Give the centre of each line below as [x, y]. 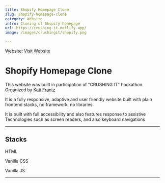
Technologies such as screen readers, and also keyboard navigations [75, 119]
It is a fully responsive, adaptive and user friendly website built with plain [79, 99]
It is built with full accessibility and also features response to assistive [76, 114]
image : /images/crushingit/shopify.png [46, 33]
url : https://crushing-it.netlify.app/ [46, 28]
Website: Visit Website [28, 51]
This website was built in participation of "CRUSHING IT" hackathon [74, 84]
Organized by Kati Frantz [30, 90]
